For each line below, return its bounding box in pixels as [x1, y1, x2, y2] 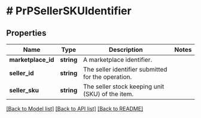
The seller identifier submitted [83, 66, 167, 73]
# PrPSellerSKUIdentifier [6, 4, 132, 18]
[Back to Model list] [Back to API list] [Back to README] [6, 105, 144, 112]
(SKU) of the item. [83, 90, 134, 98]
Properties [6, 28, 47, 38]
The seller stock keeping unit [83, 82, 165, 91]
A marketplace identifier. [83, 55, 153, 64]
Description [108, 46, 143, 54]
